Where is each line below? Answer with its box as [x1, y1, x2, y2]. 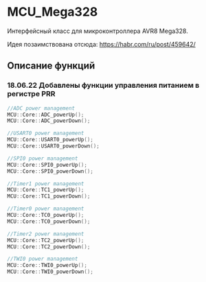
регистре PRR [7, 89, 56, 99]
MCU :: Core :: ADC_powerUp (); [7, 111, 84, 118]
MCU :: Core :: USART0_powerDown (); [7, 143, 100, 150]
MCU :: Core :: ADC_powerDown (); [7, 117, 91, 124]
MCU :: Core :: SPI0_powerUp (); [7, 161, 88, 168]
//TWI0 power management [7, 255, 78, 263]
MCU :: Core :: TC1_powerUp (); [7, 187, 84, 193]
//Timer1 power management [7, 180, 84, 187]
